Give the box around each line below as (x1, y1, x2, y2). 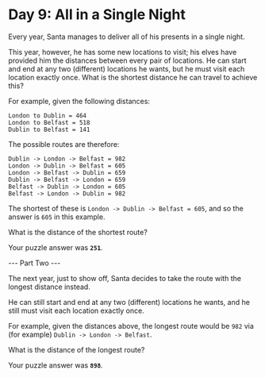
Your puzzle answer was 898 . (8, 360, 103, 370)
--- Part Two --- (8, 258, 61, 268)
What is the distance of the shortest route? (8, 227, 148, 237)
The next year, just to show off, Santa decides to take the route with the (8, 273, 242, 283)
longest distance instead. (8, 282, 91, 291)
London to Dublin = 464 (8, 111, 87, 120)
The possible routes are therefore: (8, 139, 120, 148)
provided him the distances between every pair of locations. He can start (8, 56, 248, 65)
